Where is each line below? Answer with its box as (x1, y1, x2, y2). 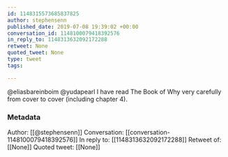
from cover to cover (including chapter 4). (7, 95, 128, 103)
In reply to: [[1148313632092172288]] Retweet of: (79, 135, 222, 144)
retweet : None (7, 43, 49, 50)
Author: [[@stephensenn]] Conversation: (7, 128, 124, 136)
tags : (7, 62, 23, 69)
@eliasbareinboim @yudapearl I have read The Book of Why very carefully (7, 87, 222, 96)
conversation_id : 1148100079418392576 (7, 29, 120, 37)
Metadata (7, 112, 40, 122)
